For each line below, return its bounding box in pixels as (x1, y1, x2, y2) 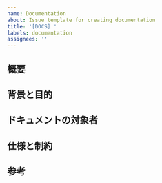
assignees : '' (7, 36, 48, 43)
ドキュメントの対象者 (7, 115, 98, 126)
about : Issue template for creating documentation (7, 17, 156, 23)
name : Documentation (7, 10, 67, 17)
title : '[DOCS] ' (7, 23, 57, 30)
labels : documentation (7, 29, 72, 37)
